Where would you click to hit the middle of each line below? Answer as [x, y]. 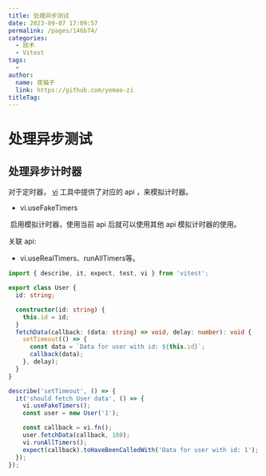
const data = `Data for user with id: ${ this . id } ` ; [117, 347]
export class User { [43, 288]
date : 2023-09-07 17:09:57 [53, 23]
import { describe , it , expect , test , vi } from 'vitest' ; [109, 274]
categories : [28, 38]
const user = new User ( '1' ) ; [71, 413]
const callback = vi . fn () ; [67, 428]
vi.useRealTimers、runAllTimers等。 [79, 258]
